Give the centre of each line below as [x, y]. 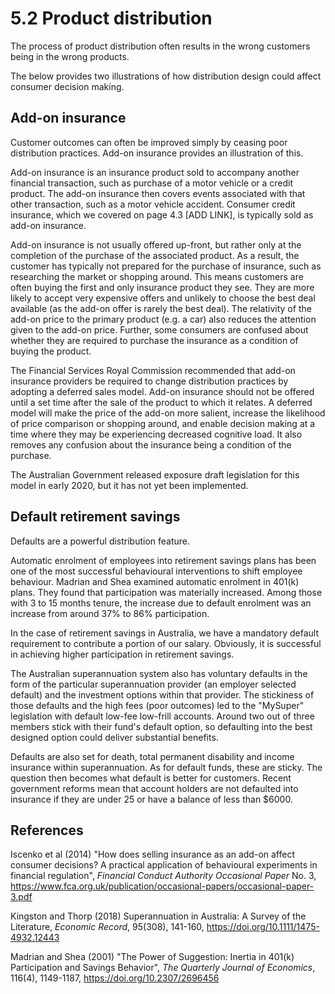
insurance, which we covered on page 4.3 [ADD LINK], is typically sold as [162, 214]
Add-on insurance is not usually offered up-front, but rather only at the [156, 244]
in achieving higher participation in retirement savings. [122, 654]
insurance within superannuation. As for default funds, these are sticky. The [166, 767]
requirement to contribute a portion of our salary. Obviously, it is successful [166, 643]
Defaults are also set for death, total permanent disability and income [152, 756]
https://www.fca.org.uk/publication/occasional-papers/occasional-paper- [162, 886]
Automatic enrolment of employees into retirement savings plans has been [163, 560]
